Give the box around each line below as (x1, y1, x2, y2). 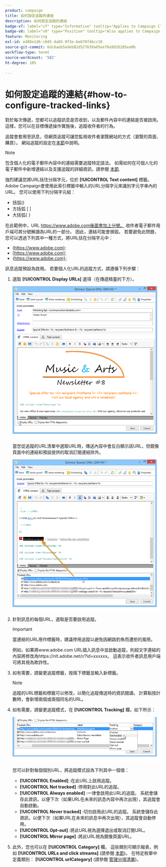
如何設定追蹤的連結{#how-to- (5, 89, 127, 100)
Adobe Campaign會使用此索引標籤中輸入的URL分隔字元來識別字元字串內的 (5, 183, 157, 189)
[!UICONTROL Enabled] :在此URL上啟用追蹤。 (19, 778, 115, 784)
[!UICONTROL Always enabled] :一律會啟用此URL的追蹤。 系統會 (19, 790, 154, 796)
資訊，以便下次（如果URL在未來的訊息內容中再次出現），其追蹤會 (28, 796, 161, 803)
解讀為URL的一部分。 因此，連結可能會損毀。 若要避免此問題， (31, 229, 159, 235)
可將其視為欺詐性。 (12, 659, 52, 665)
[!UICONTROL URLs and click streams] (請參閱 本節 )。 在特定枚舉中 (18, 850, 158, 856)
